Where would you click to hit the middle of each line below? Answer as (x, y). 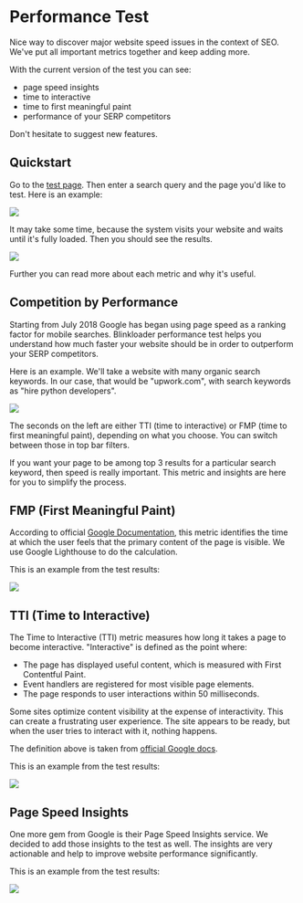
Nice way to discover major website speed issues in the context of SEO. (145, 42)
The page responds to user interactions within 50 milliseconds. (141, 694)
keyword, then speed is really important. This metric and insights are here (148, 472)
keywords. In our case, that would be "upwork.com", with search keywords (150, 381)
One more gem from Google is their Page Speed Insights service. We (139, 834)
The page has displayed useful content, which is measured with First (152, 665)
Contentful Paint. (54, 675)
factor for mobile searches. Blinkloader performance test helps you (136, 334)
